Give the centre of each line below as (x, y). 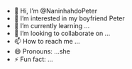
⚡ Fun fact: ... (33, 59)
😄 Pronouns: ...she (42, 51)
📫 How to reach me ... (47, 41)
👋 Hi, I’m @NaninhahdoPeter (56, 11)
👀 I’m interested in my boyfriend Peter (70, 18)
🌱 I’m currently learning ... (52, 26)
